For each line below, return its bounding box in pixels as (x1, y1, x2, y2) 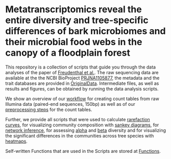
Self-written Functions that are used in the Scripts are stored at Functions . (5, 148, 161, 154)
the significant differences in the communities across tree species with (5, 132, 154, 139)
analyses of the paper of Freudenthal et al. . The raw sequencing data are (5, 69, 159, 75)
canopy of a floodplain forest (5, 47, 130, 59)
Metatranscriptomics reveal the (5, 4, 142, 15)
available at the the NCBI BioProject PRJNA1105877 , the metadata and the (5, 75, 160, 81)
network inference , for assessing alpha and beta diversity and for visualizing (5, 127, 166, 133)
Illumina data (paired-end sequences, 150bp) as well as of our (5, 101, 135, 107)
